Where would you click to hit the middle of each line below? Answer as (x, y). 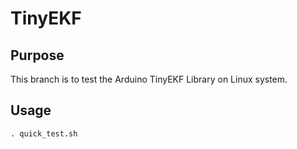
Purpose (37, 55)
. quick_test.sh (44, 133)
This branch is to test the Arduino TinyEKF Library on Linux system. (149, 79)
